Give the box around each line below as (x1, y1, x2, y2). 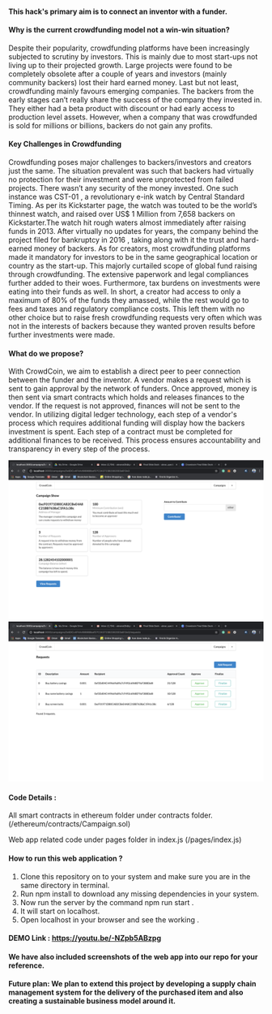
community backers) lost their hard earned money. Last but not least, (8, 77, 239, 87)
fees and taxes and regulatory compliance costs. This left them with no (8, 304, 245, 313)
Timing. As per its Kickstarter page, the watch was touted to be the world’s (8, 201, 257, 210)
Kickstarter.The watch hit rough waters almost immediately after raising (8, 218, 247, 227)
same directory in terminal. (19, 880, 110, 890)
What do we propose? (8, 348, 84, 358)
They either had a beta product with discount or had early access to (8, 103, 235, 113)
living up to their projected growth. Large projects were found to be (8, 60, 232, 70)
